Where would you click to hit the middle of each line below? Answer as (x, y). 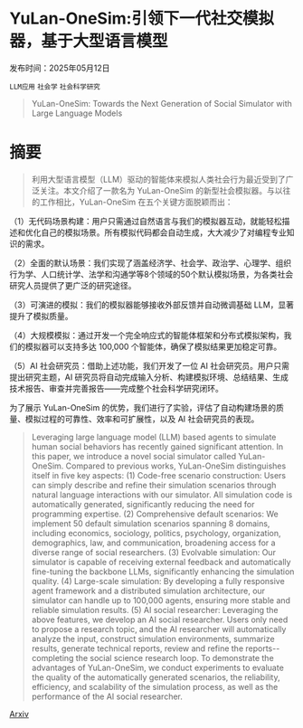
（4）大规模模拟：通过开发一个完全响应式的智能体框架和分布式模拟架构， (147, 335)
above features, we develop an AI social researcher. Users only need (160, 619)
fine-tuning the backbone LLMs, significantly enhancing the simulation (163, 572)
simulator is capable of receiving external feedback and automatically (161, 562)
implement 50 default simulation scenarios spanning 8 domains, (151, 523)
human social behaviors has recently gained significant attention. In (157, 446)
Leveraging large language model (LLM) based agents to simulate (154, 437)
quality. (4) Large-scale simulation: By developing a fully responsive (158, 581)
